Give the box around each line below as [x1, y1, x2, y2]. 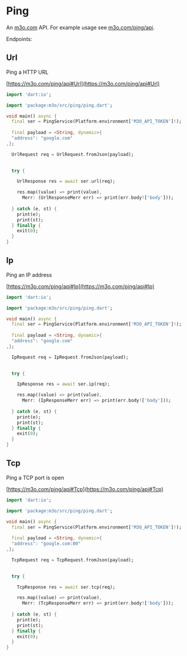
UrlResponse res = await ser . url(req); [17, 179, 116, 185]
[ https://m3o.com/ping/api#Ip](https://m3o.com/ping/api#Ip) [6, 283, 155, 290]
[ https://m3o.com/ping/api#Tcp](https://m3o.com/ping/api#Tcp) [6, 485, 164, 492]
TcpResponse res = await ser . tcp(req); [17, 584, 116, 590]
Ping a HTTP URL [6, 68, 49, 76]
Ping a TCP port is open [6, 474, 64, 481]
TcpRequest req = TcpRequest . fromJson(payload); [11, 557, 134, 563]
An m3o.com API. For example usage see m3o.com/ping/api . [6, 24, 155, 31]
